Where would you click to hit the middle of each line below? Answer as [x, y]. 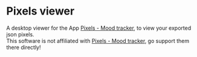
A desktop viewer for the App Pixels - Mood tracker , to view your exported [99, 28]
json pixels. [20, 34]
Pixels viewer [40, 11]
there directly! [24, 47]
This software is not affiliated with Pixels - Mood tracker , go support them [98, 41]
